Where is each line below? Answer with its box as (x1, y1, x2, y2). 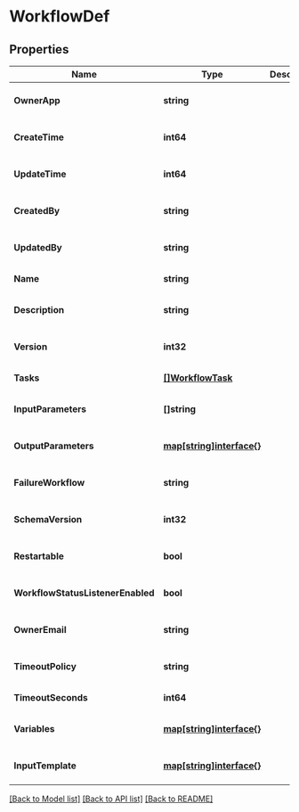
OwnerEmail (13, 624, 67, 636)
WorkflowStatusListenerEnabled (13, 586, 155, 599)
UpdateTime (13, 168, 67, 180)
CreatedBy (13, 205, 61, 217)
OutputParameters (13, 439, 94, 452)
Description (13, 304, 65, 316)
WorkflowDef (9, 6, 110, 27)
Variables (13, 723, 55, 734)
